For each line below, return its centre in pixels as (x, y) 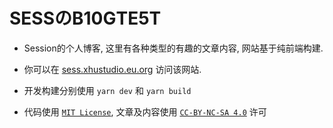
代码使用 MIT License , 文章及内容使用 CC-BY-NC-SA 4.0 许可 (145, 111)
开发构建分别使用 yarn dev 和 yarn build (107, 90)
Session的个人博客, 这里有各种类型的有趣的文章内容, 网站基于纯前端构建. (173, 48)
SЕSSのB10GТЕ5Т (85, 18)
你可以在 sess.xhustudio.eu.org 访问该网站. (112, 69)
